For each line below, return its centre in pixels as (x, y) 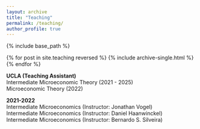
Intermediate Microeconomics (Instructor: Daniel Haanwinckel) (84, 113)
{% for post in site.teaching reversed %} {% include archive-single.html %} (100, 58)
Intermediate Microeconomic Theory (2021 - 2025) (70, 82)
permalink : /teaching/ (35, 23)
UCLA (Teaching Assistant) (42, 76)
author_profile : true (34, 29)
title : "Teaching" (29, 18)
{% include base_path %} (38, 46)
